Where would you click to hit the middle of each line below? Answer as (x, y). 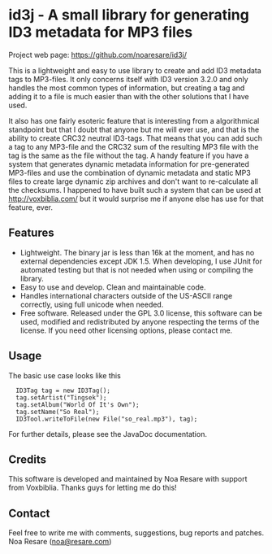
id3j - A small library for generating (129, 15)
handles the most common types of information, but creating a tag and (127, 88)
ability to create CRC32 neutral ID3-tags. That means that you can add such (135, 138)
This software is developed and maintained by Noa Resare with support (128, 479)
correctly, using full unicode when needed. (92, 304)
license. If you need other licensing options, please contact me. (126, 330)
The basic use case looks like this (65, 375)
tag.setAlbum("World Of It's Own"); (78, 404)
